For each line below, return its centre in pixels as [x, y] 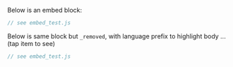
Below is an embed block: [45, 10]
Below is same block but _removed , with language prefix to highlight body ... [116, 36]
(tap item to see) [31, 43]
